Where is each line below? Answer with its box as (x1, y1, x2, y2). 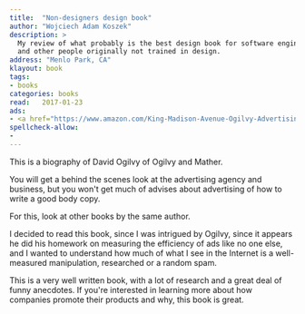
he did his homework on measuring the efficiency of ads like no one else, (9, 238, 283, 249)
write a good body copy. (9, 192, 101, 204)
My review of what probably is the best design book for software (17, 38, 274, 48)
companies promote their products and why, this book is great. (9, 294, 244, 305)
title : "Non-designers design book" (9, 13, 152, 23)
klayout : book (9, 64, 64, 74)
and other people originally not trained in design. (17, 47, 221, 56)
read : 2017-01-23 (9, 97, 84, 107)
